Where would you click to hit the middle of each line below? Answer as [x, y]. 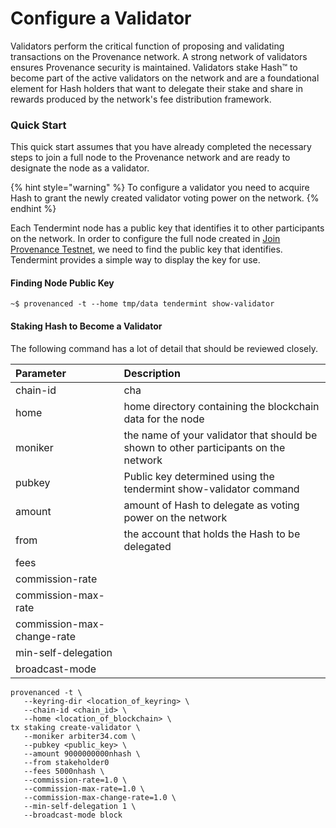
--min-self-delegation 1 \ [80, 806]
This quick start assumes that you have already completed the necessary [161, 147]
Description [152, 373]
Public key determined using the [199, 476]
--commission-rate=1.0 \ [75, 780]
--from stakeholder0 [66, 762]
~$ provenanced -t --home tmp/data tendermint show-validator [142, 304]
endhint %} [33, 209]
